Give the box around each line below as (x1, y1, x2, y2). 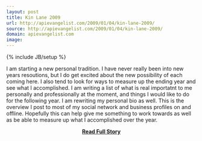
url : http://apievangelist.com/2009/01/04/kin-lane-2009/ (6, 20, 155, 26)
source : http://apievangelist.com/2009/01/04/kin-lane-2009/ (6, 25, 163, 32)
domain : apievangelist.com (6, 31, 74, 37)
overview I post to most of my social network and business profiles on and (6, 104, 191, 110)
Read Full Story (81, 128, 121, 135)
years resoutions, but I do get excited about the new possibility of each (6, 72, 183, 78)
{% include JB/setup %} (6, 54, 66, 60)
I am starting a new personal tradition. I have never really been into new (6, 65, 184, 72)
